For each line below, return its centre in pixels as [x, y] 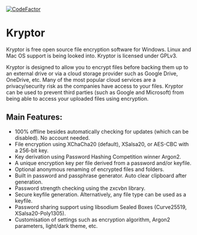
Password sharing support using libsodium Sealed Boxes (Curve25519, [101, 207]
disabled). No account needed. [52, 138]
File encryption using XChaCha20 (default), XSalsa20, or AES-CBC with [102, 144]
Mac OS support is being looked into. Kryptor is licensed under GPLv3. [92, 56]
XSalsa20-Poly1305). [40, 213]
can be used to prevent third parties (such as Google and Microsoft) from [95, 92]
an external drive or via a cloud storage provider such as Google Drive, [92, 73]
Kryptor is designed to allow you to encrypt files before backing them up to [97, 67]
